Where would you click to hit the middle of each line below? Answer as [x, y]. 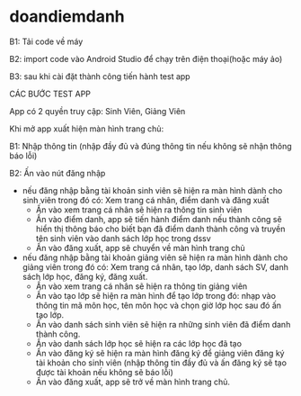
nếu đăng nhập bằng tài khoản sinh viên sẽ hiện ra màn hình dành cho [152, 190]
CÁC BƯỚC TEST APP [50, 94]
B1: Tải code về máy [46, 41]
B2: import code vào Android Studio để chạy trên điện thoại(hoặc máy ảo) [146, 58]
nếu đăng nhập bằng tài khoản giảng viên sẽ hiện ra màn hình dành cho [155, 257]
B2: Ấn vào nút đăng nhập [58, 173]
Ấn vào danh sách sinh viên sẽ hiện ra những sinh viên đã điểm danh [163, 324]
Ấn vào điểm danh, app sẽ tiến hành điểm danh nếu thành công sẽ [159, 219]
